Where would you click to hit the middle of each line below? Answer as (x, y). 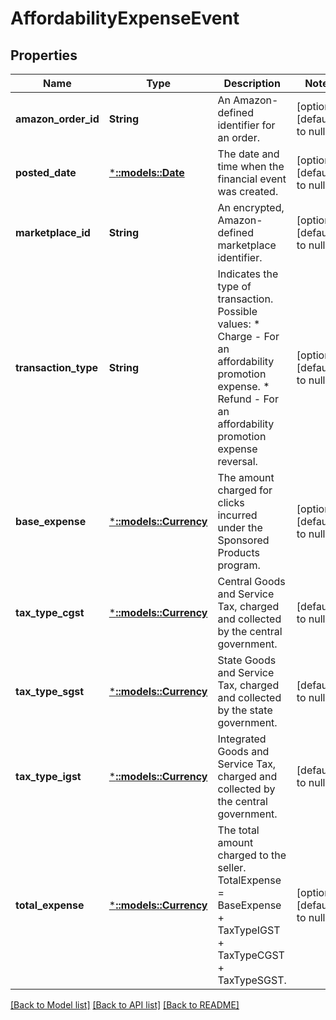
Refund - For (248, 399)
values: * (239, 324)
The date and (248, 154)
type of (234, 286)
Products (238, 552)
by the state (245, 710)
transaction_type (57, 367)
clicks (231, 502)
